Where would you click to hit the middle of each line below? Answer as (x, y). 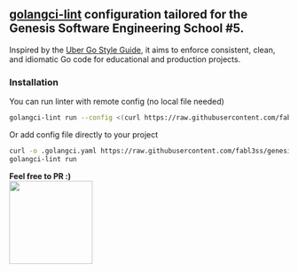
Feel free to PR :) (40, 175)
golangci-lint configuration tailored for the (129, 15)
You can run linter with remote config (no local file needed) (117, 102)
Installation (34, 82)
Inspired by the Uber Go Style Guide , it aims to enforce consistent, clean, (142, 50)
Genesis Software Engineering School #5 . (127, 29)
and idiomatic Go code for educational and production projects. (125, 59)
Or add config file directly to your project (84, 134)
